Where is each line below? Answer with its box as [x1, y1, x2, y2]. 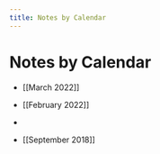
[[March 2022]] [22, 82, 80, 93]
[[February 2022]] [22, 99, 90, 110]
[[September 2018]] [22, 134, 96, 145]
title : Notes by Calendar [9, 13, 106, 23]
